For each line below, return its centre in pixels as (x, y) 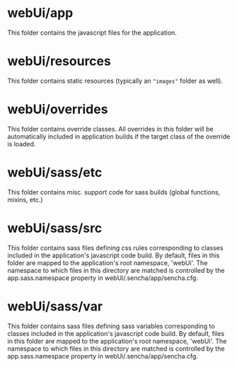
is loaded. (22, 144)
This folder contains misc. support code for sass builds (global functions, (114, 192)
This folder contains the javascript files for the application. (92, 33)
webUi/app (40, 13)
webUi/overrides (58, 109)
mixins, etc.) (25, 199)
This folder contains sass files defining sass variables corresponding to (111, 326)
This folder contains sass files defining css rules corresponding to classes (115, 247)
